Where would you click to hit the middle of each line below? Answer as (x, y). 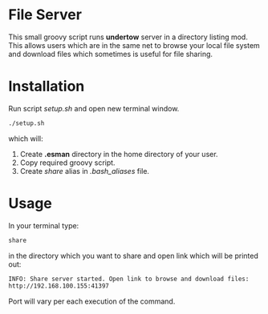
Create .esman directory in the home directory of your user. (119, 154)
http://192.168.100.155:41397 (59, 286)
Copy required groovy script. (67, 163)
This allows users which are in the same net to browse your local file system (134, 45)
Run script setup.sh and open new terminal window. (94, 108)
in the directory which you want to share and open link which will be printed (133, 256)
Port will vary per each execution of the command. (92, 301)
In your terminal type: (44, 225)
